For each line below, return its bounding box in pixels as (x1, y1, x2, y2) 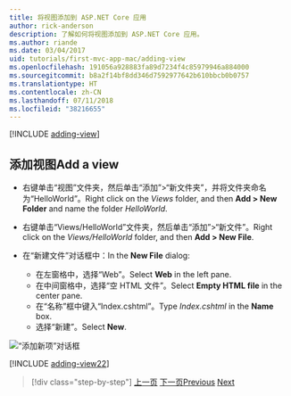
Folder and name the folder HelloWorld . (21, 203, 168, 214)
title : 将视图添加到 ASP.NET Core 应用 (9, 12, 147, 22)
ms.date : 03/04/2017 (9, 46, 87, 55)
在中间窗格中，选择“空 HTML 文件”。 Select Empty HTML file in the (35, 280, 283, 291)
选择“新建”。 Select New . (35, 322, 127, 333)
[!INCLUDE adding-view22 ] (9, 359, 110, 369)
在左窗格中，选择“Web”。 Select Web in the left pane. (35, 269, 232, 280)
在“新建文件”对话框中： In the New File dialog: (21, 251, 190, 261)
